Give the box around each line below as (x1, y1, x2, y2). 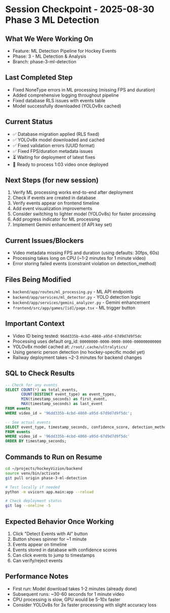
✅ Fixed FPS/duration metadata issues (12, 148, 93, 154)
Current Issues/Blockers (5, 236, 84, 245)
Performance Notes (5, 572, 69, 581)
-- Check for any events (5, 382, 58, 388)
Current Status (5, 117, 53, 126)
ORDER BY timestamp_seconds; (5, 439, 67, 444)
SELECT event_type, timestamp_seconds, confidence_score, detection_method (5, 424, 168, 430)
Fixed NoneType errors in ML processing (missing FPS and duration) (12, 87, 155, 93)
